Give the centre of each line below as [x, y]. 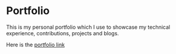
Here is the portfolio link [36, 45]
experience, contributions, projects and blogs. [62, 33]
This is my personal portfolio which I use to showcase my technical [88, 27]
